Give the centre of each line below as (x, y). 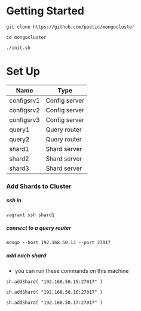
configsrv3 (24, 119)
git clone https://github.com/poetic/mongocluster (70, 27)
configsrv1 (24, 100)
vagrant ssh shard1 (30, 215)
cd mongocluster (26, 37)
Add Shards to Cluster (39, 186)
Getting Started (45, 11)
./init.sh (19, 48)
